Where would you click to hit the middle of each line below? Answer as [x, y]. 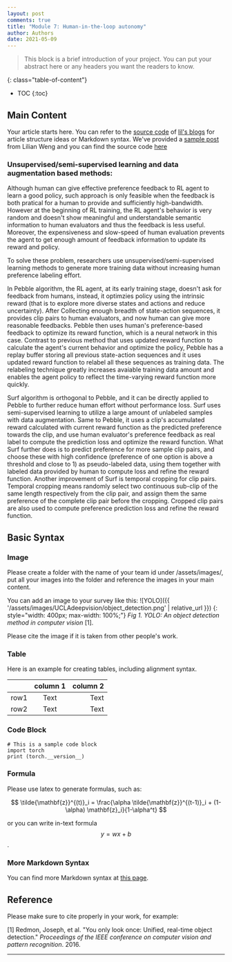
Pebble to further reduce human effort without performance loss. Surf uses [114, 405]
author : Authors [30, 33]
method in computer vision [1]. [50, 622]
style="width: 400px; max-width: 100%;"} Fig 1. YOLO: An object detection [113, 615]
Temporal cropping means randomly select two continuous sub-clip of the [113, 487]
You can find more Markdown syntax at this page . [78, 878]
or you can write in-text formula [52, 823]
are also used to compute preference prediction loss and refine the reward [113, 508]
